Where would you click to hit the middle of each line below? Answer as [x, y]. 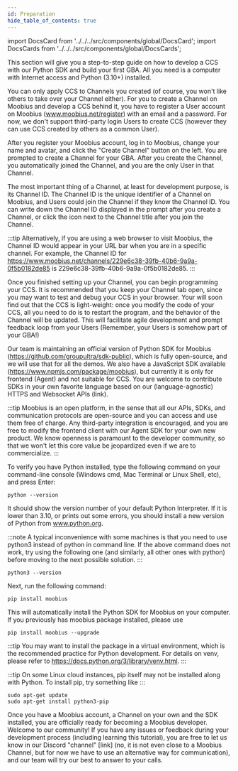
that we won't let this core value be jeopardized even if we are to [102, 446]
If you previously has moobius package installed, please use [95, 620]
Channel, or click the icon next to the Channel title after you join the [106, 217]
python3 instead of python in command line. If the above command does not [119, 544]
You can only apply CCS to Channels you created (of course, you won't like [117, 91]
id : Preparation [31, 14]
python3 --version [34, 573]
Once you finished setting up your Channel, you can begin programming [113, 282]
